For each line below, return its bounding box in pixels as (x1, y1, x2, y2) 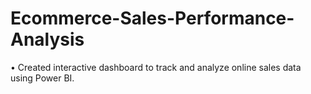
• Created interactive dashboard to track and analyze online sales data (10, 61, 302, 73)
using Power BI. (10, 72, 75, 84)
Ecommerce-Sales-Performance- (10, 7, 295, 30)
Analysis (10, 28, 85, 51)
